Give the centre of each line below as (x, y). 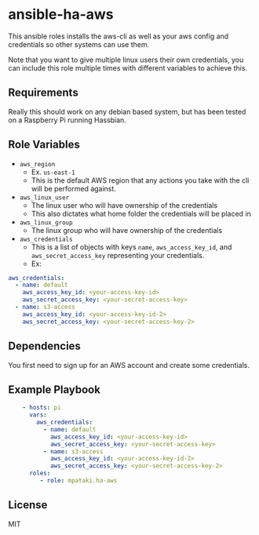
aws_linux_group (46, 222)
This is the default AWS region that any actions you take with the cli (140, 180)
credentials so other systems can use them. (79, 44)
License (28, 505)
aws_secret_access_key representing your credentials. (118, 255)
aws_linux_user (44, 198)
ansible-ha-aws (61, 15)
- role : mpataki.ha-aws (78, 481)
